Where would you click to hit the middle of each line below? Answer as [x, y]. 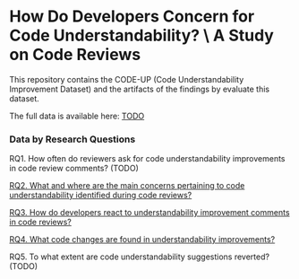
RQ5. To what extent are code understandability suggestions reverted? [140, 257]
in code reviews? [40, 222]
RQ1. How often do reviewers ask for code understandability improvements [147, 159]
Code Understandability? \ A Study [142, 35]
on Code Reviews [75, 55]
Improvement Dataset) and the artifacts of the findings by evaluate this [140, 89]
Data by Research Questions [73, 139]
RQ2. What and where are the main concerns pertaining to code [127, 186]
